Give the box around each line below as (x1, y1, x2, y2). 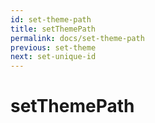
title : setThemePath (10, 24, 97, 34)
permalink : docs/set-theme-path (10, 33, 145, 43)
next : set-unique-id (10, 52, 97, 62)
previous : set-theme (10, 42, 97, 53)
